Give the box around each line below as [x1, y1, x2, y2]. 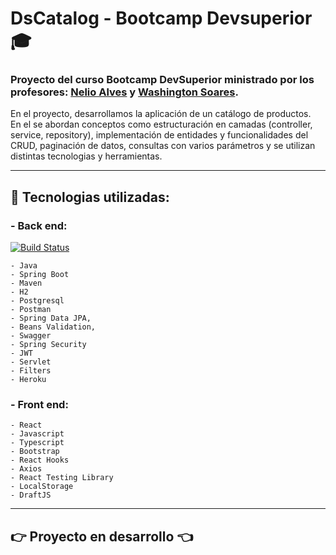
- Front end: [10, 398, 69, 412]
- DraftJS [10, 490, 52, 501]
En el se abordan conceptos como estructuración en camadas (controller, [10, 118, 313, 131]
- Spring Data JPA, [10, 313, 92, 324]
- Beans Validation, [10, 322, 97, 332]
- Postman [10, 305, 52, 315]
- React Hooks [10, 455, 70, 466]
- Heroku [10, 375, 47, 385]
